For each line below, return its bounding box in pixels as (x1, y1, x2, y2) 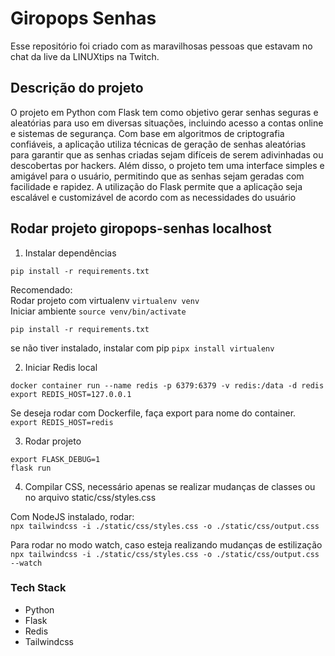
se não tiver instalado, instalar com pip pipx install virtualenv (10, 342, 275, 354)
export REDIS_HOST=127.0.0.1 (10, 389, 132, 399)
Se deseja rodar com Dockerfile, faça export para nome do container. (10, 407, 297, 419)
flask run (10, 463, 52, 473)
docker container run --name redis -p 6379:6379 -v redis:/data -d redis (10, 380, 325, 391)
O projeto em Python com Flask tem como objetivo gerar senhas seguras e (10, 106, 319, 118)
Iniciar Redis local (24, 361, 98, 373)
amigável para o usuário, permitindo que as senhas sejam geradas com (10, 170, 305, 182)
